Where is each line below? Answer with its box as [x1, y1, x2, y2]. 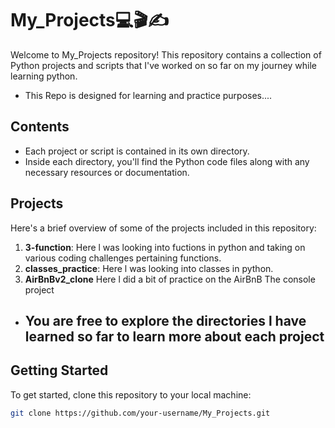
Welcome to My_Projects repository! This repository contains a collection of [10, 48, 322, 61]
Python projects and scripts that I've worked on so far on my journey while [10, 59, 318, 71]
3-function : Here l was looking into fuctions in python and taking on [24, 241, 306, 253]
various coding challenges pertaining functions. [24, 252, 222, 264]
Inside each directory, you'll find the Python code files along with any [24, 155, 310, 167]
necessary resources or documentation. [24, 166, 190, 178]
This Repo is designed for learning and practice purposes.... [24, 89, 273, 101]
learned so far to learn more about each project [24, 328, 325, 345]
